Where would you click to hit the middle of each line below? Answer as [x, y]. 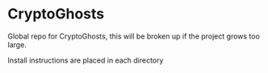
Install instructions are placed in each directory [86, 60]
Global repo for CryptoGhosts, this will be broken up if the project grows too [134, 36]
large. [17, 44]
